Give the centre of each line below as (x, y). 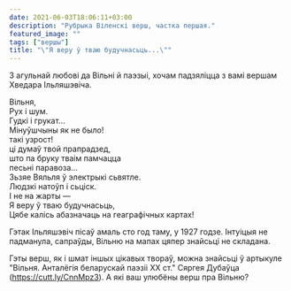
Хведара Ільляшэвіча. (50, 85)
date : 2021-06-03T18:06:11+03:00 (71, 17)
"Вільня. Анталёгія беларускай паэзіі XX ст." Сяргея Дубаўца (125, 268)
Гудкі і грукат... (37, 121)
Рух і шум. (29, 111)
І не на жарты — (40, 196)
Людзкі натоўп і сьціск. (53, 187)
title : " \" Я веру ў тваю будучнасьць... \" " (91, 50)
